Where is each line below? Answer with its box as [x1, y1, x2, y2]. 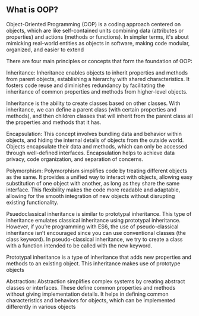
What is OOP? [6, 5, 58, 15]
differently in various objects [6, 303, 76, 310]
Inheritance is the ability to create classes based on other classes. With [6, 100, 181, 107]
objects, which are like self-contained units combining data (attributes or [6, 27, 184, 34]
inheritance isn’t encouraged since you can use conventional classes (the [6, 229, 186, 236]
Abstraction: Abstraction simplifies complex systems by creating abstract [6, 277, 185, 285]
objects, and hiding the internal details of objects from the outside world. [6, 137, 184, 144]
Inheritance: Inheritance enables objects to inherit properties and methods [6, 69, 188, 76]
